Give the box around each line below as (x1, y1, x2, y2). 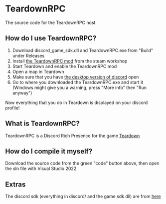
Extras (5, 180, 26, 188)
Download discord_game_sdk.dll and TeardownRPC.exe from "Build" (12, 47, 154, 53)
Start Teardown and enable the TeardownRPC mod (12, 63, 117, 69)
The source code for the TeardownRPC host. (5, 19, 97, 25)
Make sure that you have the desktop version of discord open (12, 73, 139, 80)
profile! (5, 104, 20, 110)
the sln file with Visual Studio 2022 (5, 165, 77, 171)
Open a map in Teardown (12, 68, 65, 74)
